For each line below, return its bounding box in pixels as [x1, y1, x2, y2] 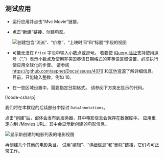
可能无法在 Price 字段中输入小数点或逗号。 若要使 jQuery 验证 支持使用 [12, 49, 155, 55]
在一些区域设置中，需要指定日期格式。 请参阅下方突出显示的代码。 [12, 85, 147, 90]
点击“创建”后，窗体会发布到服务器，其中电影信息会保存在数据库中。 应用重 [5, 114, 156, 121]
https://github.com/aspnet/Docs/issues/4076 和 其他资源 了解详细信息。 [12, 68, 156, 74]
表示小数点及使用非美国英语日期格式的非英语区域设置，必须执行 [29, 56, 159, 62]
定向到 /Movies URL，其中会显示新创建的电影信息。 [5, 121, 109, 127]
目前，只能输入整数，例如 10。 [12, 74, 74, 80]
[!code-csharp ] [5, 94, 36, 100]
